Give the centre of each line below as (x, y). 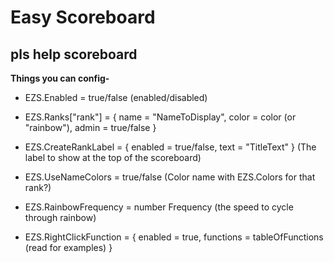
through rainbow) (60, 217)
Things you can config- (60, 78)
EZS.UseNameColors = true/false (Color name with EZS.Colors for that (170, 177)
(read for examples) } (68, 247)
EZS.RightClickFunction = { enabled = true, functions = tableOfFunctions (174, 237)
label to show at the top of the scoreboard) (113, 157)
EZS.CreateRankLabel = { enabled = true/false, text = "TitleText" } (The (170, 147)
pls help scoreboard (74, 54)
